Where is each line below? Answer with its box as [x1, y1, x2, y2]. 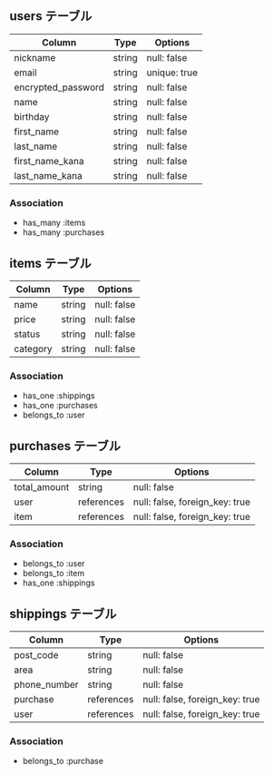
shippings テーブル [9, 606, 117, 622]
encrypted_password [14, 81, 104, 93]
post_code [14, 649, 59, 662]
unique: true [146, 66, 198, 79]
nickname [14, 51, 56, 64]
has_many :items [22, 217, 86, 229]
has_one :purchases [22, 400, 98, 411]
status [14, 328, 41, 340]
